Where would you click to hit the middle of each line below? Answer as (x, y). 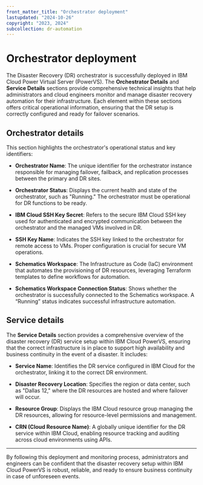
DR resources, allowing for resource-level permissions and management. (106, 415)
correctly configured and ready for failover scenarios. (73, 114)
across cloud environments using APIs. (63, 440)
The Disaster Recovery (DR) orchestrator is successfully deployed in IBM (97, 76)
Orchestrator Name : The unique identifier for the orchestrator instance (103, 166)
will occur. (28, 397)
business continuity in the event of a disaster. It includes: (77, 354)
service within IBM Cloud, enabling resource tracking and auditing (97, 433)
